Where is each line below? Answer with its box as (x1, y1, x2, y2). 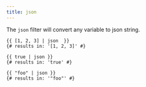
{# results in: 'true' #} (6, 59, 72, 65)
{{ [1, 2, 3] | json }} (6, 37, 70, 43)
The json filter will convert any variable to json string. (6, 26, 141, 33)
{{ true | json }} (6, 53, 53, 60)
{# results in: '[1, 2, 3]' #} (6, 43, 86, 49)
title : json (6, 9, 37, 15)
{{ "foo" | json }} (6, 70, 56, 76)
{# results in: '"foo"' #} (6, 75, 75, 81)
